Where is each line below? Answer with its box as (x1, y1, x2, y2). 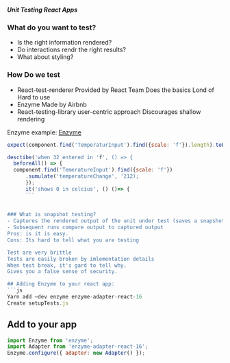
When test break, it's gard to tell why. (7, 261, 127, 269)
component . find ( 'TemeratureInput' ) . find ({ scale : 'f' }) (13, 167, 173, 174)
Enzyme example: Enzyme (7, 128, 82, 137)
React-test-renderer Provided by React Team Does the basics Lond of (16, 86, 214, 94)
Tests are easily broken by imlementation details (7, 255, 155, 262)
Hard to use (16, 93, 51, 101)
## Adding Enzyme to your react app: (7, 281, 115, 288)
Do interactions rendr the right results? (16, 45, 127, 54)
